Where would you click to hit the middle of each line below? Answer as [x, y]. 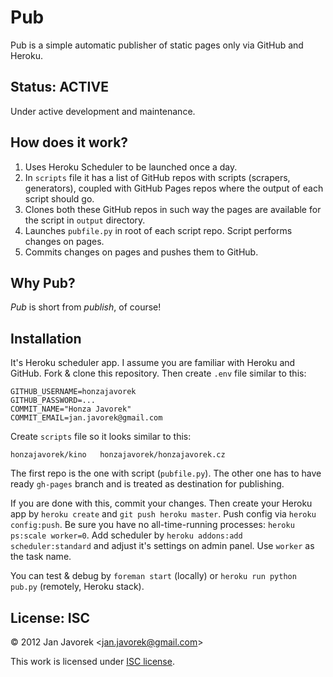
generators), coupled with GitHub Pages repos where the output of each [174, 188]
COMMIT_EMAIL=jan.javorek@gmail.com [86, 418]
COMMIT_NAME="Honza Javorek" [71, 409]
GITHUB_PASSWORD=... [53, 401]
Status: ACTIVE [59, 87]
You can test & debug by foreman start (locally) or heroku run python [153, 576]
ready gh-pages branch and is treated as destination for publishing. [147, 484]
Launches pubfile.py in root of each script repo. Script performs [158, 230]
